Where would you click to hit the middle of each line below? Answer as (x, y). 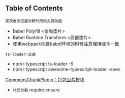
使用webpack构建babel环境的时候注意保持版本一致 (66, 44)
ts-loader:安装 (21, 54)
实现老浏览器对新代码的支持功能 (34, 21)
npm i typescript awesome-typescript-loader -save (66, 69)
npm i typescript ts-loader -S (43, 63)
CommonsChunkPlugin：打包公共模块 (45, 79)
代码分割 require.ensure (36, 90)
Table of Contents (34, 8)
